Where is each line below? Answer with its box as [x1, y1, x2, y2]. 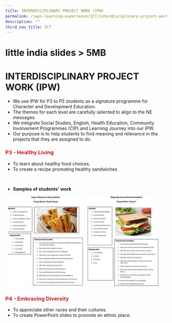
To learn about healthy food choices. [12, 160, 91, 167]
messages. [12, 114, 36, 121]
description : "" [5, 19, 40, 24]
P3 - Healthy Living [5, 149, 54, 156]
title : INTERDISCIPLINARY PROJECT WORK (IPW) [5, 8, 104, 13]
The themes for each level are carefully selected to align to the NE [12, 109, 153, 115]
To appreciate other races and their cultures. [12, 307, 107, 313]
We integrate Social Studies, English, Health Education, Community [12, 120, 155, 126]
